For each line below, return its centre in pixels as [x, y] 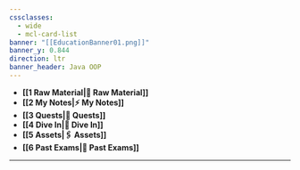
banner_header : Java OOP [55, 68]
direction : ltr [37, 59]
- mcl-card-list [47, 34]
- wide [29, 26]
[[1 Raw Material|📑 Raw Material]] [85, 92]
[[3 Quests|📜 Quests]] [64, 115]
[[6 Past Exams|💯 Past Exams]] [81, 147]
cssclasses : [31, 17]
